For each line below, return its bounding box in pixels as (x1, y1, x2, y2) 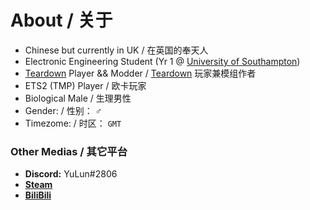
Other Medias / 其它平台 (10, 144, 128, 158)
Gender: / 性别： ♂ (24, 104, 103, 116)
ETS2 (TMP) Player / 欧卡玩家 (24, 79, 147, 91)
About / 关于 (10, 9, 113, 32)
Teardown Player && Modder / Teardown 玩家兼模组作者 (24, 67, 257, 79)
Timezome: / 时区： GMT (24, 117, 122, 129)
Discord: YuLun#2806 (24, 168, 118, 180)
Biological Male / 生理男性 (24, 92, 132, 104)
